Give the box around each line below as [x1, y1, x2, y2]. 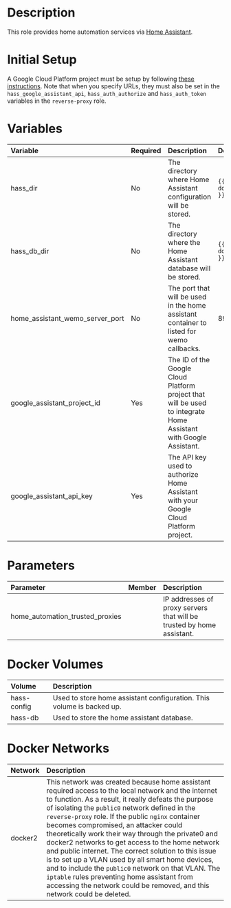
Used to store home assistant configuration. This [52, 693, 210, 702]
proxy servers [162, 602, 208, 612]
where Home [168, 175, 210, 184]
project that [168, 389, 205, 399]
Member [128, 582, 157, 592]
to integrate [168, 406, 205, 416]
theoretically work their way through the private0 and [46, 829, 218, 838]
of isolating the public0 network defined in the [46, 802, 196, 812]
